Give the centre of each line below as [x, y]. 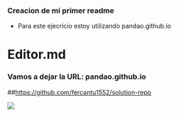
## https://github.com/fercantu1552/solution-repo [79, 92]
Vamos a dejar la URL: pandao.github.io [77, 77]
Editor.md [37, 55]
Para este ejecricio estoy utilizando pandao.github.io [94, 26]
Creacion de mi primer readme [61, 11]
